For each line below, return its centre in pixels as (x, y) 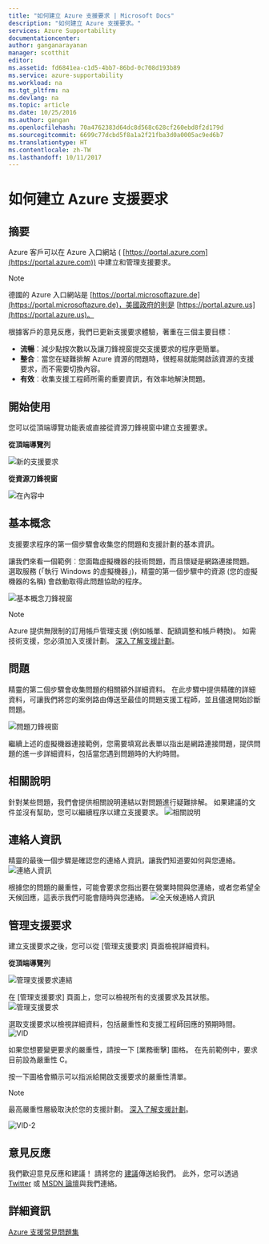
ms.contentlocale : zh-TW (50, 150)
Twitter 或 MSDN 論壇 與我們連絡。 (65, 1183)
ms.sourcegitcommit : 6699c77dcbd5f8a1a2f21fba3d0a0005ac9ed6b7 (116, 135)
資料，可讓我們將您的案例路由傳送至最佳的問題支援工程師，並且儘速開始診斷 (134, 699)
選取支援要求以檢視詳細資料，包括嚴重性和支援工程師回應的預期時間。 (124, 1024)
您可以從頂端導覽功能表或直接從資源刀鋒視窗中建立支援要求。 (110, 428)
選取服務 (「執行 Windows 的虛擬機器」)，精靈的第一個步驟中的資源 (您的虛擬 (133, 571)
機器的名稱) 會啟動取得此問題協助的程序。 (77, 581)
